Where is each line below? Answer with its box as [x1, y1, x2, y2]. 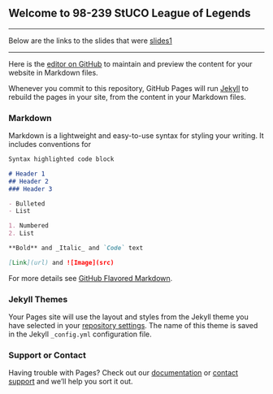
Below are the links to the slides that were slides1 [8, 36, 172, 45]
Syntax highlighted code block [8, 155, 115, 163]
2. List [8, 229, 35, 238]
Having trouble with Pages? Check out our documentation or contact [8, 368, 238, 378]
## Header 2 [8, 177, 49, 185]
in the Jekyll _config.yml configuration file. [8, 329, 152, 340]
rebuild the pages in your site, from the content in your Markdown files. [8, 92, 246, 102]
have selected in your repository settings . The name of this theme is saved [8, 321, 258, 331]
